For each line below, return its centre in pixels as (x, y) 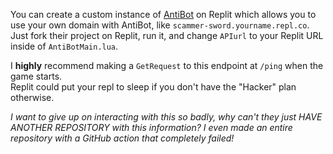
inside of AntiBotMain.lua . (64, 46)
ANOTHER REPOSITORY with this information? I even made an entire (151, 127)
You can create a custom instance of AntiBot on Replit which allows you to (163, 14)
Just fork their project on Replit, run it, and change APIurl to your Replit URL (167, 35)
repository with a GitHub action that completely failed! (122, 138)
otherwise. (32, 97)
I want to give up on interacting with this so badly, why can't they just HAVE (166, 117)
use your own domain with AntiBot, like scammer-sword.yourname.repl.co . (160, 25)
